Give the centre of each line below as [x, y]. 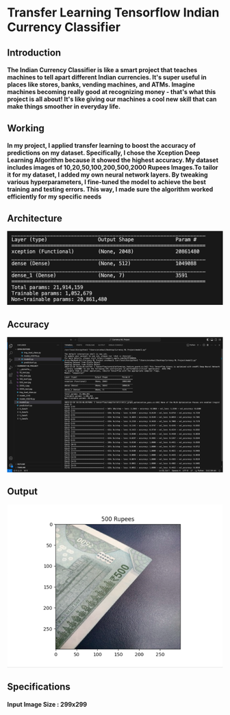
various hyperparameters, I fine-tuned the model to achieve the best [107, 182]
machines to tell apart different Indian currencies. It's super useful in [107, 78]
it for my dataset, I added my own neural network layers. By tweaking [107, 175]
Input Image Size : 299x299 [47, 705]
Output [22, 491]
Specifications [39, 687]
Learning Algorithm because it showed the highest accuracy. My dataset [113, 160]
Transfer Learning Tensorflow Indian [113, 13]
